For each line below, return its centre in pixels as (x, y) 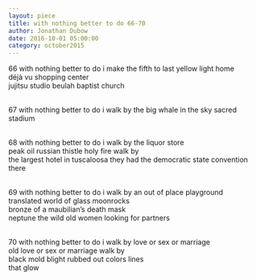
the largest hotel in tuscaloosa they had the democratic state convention (128, 160)
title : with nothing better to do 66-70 (77, 23)
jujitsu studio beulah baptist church (66, 86)
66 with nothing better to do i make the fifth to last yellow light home (122, 68)
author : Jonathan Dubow (48, 31)
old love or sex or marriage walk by (66, 251)
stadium (22, 118)
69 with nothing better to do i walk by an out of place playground (116, 192)
